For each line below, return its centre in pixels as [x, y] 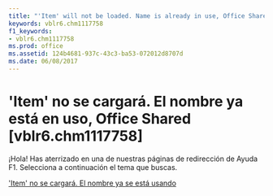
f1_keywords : [30, 31]
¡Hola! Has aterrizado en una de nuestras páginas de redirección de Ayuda [133, 159]
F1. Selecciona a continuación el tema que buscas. [93, 167]
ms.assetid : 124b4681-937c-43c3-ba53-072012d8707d [96, 54]
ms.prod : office [36, 46]
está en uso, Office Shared [100, 119]
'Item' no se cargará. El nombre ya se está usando [93, 183]
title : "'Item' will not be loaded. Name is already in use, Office [127, 16]
